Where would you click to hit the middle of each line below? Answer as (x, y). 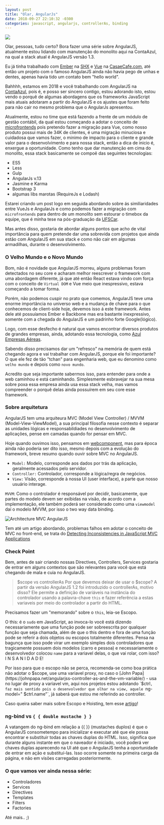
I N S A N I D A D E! (24, 659)
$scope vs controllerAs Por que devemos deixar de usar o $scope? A (87, 582)
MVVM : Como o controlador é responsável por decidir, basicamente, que (76, 494)
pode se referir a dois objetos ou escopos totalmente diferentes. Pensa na (80, 638)
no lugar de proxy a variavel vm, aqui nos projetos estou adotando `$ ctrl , (79, 684)
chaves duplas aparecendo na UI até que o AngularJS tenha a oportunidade (82, 748)
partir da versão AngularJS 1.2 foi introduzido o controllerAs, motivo (85, 587)
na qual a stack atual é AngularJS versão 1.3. (50, 57)
